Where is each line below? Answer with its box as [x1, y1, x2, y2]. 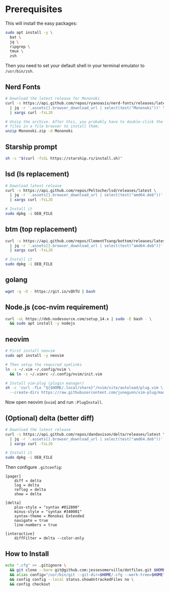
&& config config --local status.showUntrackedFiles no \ [10, 577, 134, 582]
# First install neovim [5, 348, 55, 354]
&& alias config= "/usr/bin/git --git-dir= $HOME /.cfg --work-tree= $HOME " [10, 572, 165, 577]
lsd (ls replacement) [5, 170, 69, 179]
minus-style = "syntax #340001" [14, 509, 82, 514]
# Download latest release [5, 183, 62, 188]
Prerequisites [5, 4, 63, 15]
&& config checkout [10, 581, 51, 586]
